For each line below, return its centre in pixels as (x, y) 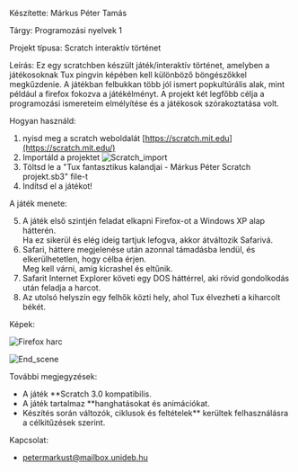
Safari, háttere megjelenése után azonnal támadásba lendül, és (139, 249)
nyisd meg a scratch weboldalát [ (83, 138)
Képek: (22, 324)
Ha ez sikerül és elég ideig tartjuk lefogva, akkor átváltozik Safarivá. (148, 240)
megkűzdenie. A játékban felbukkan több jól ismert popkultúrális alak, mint (147, 84)
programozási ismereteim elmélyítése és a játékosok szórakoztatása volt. (145, 103)
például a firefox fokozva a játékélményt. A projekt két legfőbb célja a (137, 94)
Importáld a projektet (61, 157)
